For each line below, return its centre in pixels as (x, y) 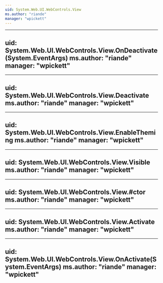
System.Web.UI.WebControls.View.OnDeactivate (81, 50)
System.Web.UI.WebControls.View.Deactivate (77, 95)
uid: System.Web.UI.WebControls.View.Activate (80, 222)
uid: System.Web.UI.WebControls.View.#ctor (75, 192)
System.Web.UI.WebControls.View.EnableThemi (81, 133)
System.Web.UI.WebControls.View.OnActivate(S (81, 259)
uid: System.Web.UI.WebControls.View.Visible (78, 163)
